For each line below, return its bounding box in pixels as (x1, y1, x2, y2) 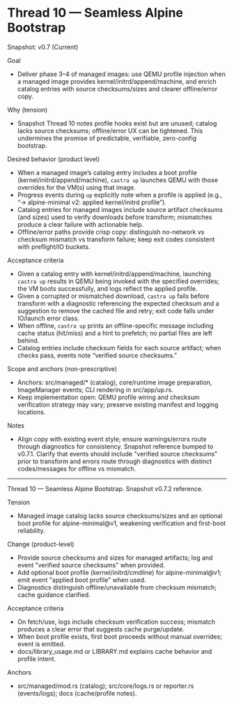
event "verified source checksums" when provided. (17, 560, 166, 569)
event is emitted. (17, 640, 65, 648)
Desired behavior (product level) (7, 155, 100, 163)
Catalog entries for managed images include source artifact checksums (17, 205, 223, 214)
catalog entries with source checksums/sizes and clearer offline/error (17, 84, 218, 93)
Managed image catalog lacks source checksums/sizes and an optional (17, 511, 223, 520)
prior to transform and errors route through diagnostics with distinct (17, 457, 212, 465)
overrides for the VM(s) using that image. (17, 183, 136, 191)
